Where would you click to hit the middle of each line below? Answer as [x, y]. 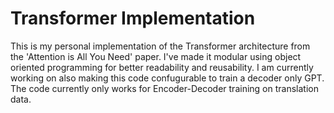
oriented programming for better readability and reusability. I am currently [162, 67]
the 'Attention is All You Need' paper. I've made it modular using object [156, 56]
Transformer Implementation [133, 18]
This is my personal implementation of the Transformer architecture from [160, 46]
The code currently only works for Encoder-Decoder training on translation [164, 88]
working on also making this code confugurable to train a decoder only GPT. [167, 78]
